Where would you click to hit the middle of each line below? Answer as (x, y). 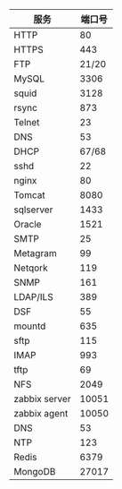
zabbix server (42, 399)
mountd (30, 326)
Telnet (27, 122)
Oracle (28, 224)
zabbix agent (41, 413)
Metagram (35, 253)
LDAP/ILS (33, 297)
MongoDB (35, 472)
